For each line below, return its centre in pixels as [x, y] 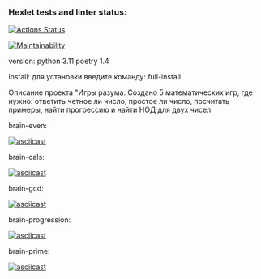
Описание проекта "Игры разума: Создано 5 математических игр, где [130, 92]
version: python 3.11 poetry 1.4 [59, 61]
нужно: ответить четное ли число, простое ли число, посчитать [119, 101]
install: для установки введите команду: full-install [94, 77]
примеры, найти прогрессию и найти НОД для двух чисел [110, 110]
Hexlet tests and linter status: [68, 12]
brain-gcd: [26, 188]
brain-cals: [26, 157]
